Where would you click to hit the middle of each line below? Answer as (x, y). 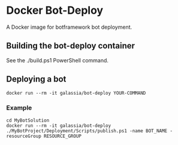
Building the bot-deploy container (71, 46)
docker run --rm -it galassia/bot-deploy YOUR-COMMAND (76, 93)
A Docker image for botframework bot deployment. (69, 27)
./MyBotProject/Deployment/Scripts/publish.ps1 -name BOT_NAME (87, 131)
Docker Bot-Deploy (55, 10)
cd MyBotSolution (28, 120)
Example (19, 108)
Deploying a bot (36, 79)
